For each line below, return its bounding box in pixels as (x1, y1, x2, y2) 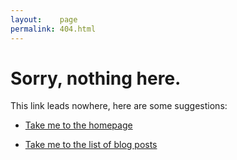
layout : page (10, 14, 78, 25)
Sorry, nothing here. (10, 67, 182, 90)
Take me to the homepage (24, 119, 133, 131)
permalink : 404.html (10, 24, 97, 34)
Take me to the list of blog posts (24, 139, 158, 151)
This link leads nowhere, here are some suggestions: (10, 100, 228, 112)
